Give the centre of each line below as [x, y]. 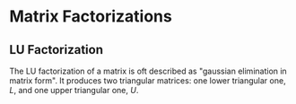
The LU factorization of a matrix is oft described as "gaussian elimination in [148, 71]
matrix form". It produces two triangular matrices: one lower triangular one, [148, 81]
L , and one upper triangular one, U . [74, 90]
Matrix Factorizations [91, 17]
